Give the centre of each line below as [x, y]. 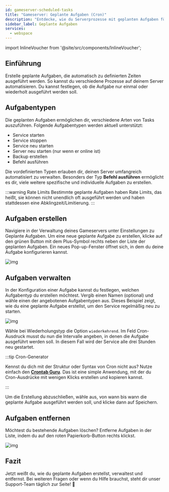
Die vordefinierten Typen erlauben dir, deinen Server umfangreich [73, 172]
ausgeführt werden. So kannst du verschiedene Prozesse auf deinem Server [84, 81]
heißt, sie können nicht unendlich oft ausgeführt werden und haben [75, 197]
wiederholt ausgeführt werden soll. [41, 92]
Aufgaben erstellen [36, 219]
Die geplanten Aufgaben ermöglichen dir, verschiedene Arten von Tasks [80, 120]
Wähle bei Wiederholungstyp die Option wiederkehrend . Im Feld [70, 331]
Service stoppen [29, 140]
